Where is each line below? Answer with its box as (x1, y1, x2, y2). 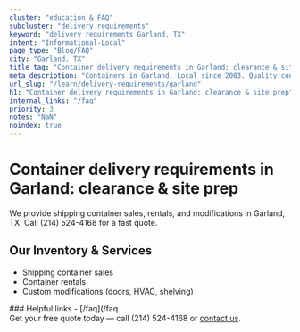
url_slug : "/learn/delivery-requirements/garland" (9, 79, 202, 88)
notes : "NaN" (9, 112, 58, 121)
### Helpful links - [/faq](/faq (9, 303, 119, 313)
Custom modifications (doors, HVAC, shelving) (21, 286, 194, 296)
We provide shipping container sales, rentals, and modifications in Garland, (9, 207, 286, 219)
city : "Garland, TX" (9, 54, 87, 63)
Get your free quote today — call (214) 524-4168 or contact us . (9, 312, 241, 323)
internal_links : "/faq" (9, 95, 98, 105)
